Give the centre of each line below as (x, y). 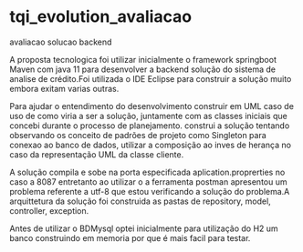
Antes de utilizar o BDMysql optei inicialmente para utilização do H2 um (144, 228)
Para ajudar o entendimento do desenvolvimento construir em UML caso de (152, 106)
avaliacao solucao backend (61, 42)
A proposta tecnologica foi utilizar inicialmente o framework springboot (143, 59)
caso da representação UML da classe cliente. (97, 154)
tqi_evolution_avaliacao (101, 17)
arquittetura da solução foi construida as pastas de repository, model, (140, 201)
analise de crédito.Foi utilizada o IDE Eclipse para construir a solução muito (151, 78)
